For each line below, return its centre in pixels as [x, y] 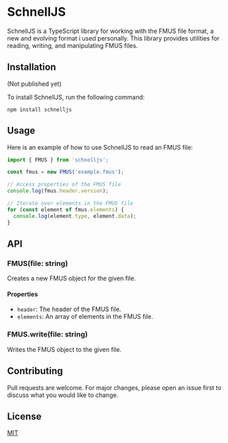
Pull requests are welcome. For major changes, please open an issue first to [114, 387]
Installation [32, 67]
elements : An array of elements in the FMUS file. [85, 317]
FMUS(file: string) [38, 263]
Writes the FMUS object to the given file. [65, 349]
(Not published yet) [34, 84]
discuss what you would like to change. [63, 395]
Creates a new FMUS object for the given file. [71, 278]
